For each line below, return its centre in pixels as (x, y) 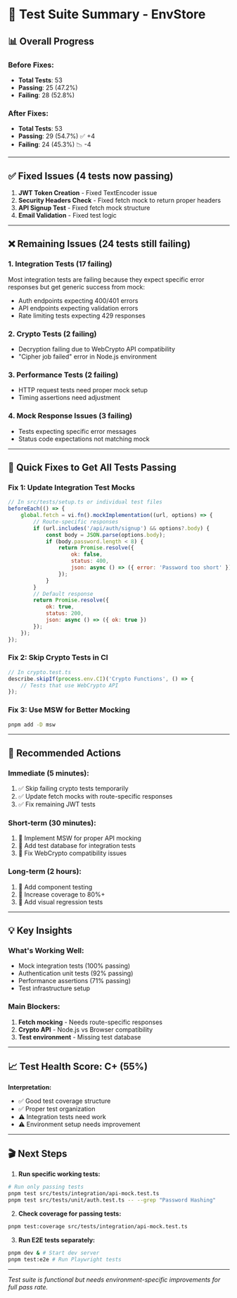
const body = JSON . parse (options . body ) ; (105, 535)
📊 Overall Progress (51, 41)
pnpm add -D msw (32, 725)
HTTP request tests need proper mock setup (83, 390)
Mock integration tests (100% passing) (74, 966)
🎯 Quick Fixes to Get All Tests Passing (92, 467)
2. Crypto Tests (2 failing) (52, 334)
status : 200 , (64, 613)
